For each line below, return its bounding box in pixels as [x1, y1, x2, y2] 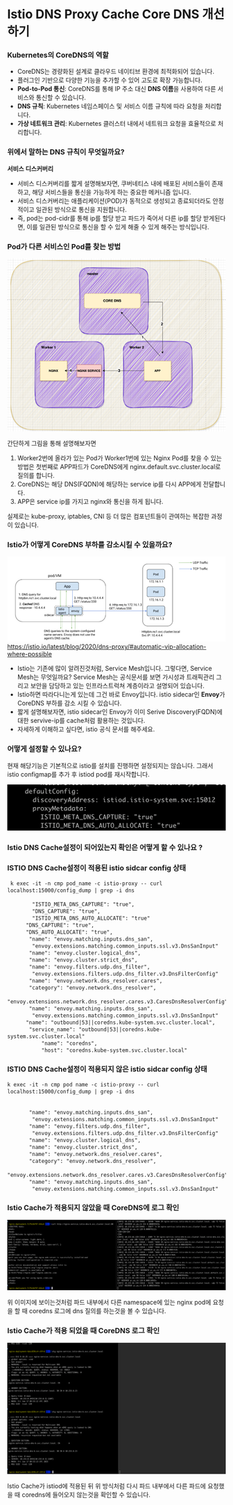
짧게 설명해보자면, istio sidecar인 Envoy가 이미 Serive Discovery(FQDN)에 [17, 708, 223, 716]
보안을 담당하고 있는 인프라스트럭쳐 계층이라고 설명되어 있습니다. [30, 682, 205, 690]
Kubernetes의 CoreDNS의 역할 [7, 50, 109, 60]
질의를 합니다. [17, 471, 55, 480]
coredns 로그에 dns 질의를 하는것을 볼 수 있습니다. [28, 1307, 166, 1315]
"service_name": [28, 1026, 76, 1033]
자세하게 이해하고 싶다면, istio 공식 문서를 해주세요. [17, 725, 155, 733]
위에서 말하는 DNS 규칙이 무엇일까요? [7, 147, 125, 157]
